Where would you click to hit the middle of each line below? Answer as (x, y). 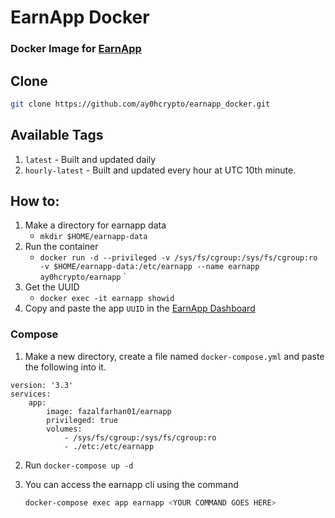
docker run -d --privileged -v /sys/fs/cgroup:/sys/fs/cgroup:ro (178, 258)
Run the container (61, 247)
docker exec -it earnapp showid (107, 299)
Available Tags (57, 135)
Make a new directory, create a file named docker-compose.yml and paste (174, 356)
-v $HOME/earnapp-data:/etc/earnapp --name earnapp (149, 267)
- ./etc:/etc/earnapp (109, 446)
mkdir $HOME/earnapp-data (93, 237)
